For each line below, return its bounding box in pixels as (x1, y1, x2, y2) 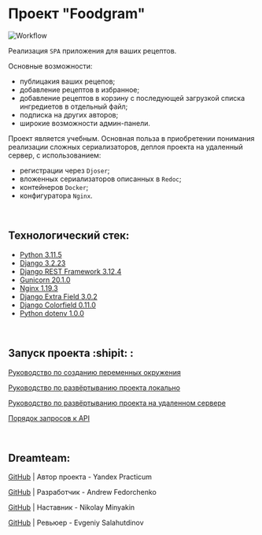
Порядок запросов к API (8, 413, 90, 422)
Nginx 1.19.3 (19, 283, 59, 292)
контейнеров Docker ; (19, 182, 89, 191)
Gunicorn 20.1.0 (19, 275, 71, 284)
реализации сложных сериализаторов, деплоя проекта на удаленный (8, 142, 243, 151)
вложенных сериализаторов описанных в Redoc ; (19, 174, 183, 184)
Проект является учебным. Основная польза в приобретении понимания (8, 133, 255, 143)
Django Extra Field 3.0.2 (19, 292, 98, 301)
